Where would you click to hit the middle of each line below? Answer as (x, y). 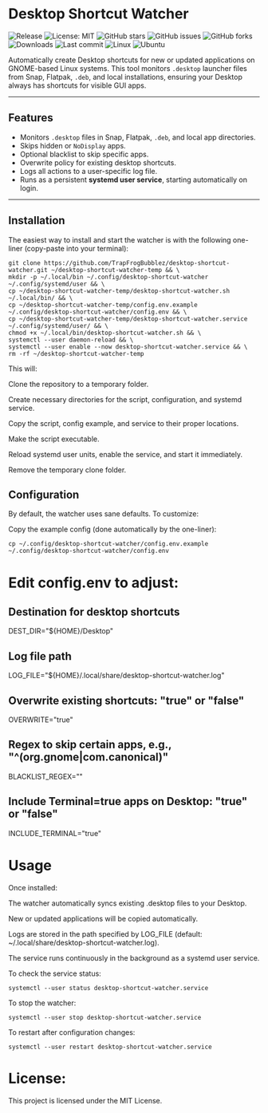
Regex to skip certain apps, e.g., (90, 745)
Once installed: (33, 887)
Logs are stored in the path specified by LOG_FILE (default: (105, 933)
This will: (23, 369)
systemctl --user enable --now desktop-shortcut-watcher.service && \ (128, 347)
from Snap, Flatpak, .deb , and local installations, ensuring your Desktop (126, 77)
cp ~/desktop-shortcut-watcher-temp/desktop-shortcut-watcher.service (128, 319)
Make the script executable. (54, 439)
